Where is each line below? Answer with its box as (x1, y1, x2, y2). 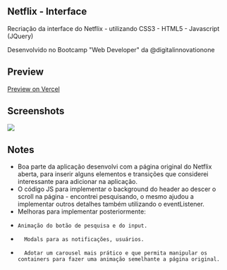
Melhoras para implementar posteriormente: (17, 207, 146, 216)
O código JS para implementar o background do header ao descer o (17, 185, 216, 193)
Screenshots (7, 105, 65, 117)
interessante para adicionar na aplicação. (17, 178, 138, 186)
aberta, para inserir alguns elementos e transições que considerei (17, 170, 209, 178)
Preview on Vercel (7, 85, 60, 93)
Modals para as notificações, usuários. (24, 236, 145, 243)
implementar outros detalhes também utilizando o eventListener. (17, 200, 204, 209)
